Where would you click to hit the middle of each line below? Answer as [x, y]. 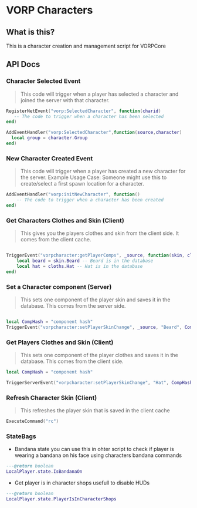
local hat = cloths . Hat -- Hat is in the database [80, 266]
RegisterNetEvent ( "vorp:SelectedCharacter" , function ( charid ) [84, 111]
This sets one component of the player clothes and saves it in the [99, 355]
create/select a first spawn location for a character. [82, 184]
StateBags [21, 436]
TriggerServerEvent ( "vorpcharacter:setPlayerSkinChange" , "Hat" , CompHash [99, 382]
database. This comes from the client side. [72, 361]
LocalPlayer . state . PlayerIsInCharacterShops [61, 499]
